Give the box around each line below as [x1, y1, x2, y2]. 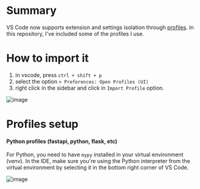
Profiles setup [6, 118, 79, 131]
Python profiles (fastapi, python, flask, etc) [6, 138, 117, 145]
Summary [6, 4, 57, 18]
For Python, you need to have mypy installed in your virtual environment [6, 151, 184, 158]
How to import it [6, 51, 89, 65]
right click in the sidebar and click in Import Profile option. [15, 84, 164, 91]
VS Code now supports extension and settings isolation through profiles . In [6, 24, 195, 31]
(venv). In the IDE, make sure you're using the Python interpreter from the [6, 157, 190, 165]
